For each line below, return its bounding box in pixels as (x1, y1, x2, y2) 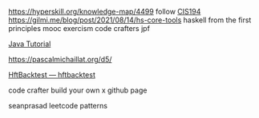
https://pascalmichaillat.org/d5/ (8, 55, 112, 64)
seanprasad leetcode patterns (8, 101, 108, 110)
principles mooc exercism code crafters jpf (8, 24, 151, 33)
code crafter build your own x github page (8, 85, 148, 95)
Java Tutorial (8, 39, 51, 49)
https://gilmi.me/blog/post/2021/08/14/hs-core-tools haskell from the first (8, 15, 252, 25)
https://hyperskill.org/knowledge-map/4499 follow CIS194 (8, 7, 201, 16)
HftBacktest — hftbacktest (8, 70, 96, 79)
